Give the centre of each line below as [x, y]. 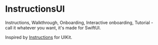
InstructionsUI [35, 9]
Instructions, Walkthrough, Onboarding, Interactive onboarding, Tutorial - [79, 22]
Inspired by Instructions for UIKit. [39, 37]
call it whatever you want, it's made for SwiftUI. [53, 27]
